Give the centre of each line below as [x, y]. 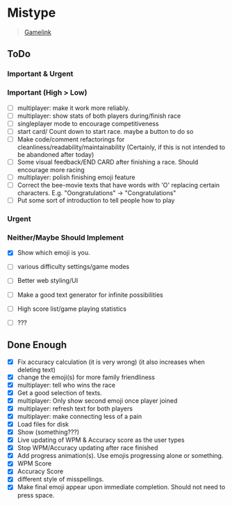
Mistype [32, 13]
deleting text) [36, 369]
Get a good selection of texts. [59, 392]
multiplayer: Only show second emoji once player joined [97, 400]
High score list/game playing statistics [72, 309]
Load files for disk [43, 424]
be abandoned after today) [56, 154]
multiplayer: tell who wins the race [66, 385]
